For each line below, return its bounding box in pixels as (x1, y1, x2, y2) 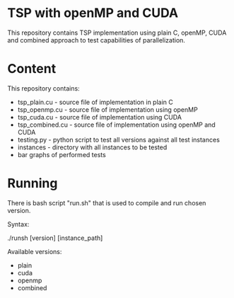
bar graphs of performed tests (17, 150, 106, 159)
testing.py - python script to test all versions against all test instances (17, 135, 221, 144)
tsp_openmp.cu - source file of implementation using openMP (17, 105, 198, 114)
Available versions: (7, 247, 62, 256)
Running (7, 176, 58, 192)
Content (7, 61, 57, 77)
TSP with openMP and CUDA (7, 5, 179, 21)
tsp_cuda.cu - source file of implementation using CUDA (17, 113, 182, 121)
